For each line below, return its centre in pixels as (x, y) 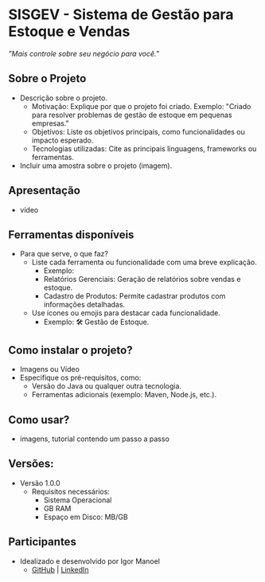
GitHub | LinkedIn (60, 569)
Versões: (31, 464)
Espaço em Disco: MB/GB (86, 517)
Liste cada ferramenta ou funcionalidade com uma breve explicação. (144, 262)
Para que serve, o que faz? (64, 254)
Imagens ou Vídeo (49, 369)
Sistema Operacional (78, 500)
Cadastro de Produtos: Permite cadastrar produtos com (134, 296)
